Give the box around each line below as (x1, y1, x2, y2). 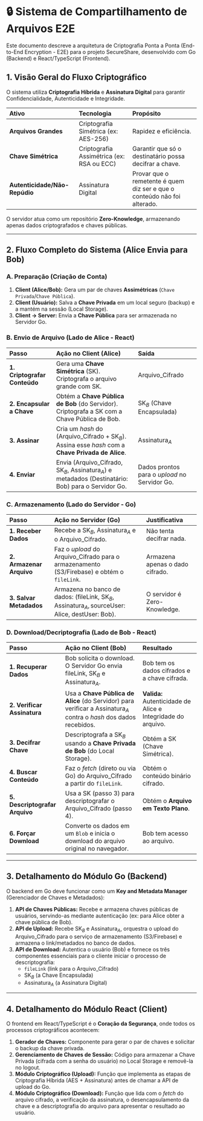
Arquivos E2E (6, 22, 76, 36)
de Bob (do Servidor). (56, 399, 118, 408)
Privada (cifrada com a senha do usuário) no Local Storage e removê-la (14, 1057, 193, 1065)
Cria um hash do (56, 425, 103, 433)
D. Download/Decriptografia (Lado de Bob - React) (6, 628, 157, 637)
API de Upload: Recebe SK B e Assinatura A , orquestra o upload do (14, 925, 179, 933)
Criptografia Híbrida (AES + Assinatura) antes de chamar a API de (14, 1077, 179, 1084)
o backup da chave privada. (14, 1045, 85, 1052)
